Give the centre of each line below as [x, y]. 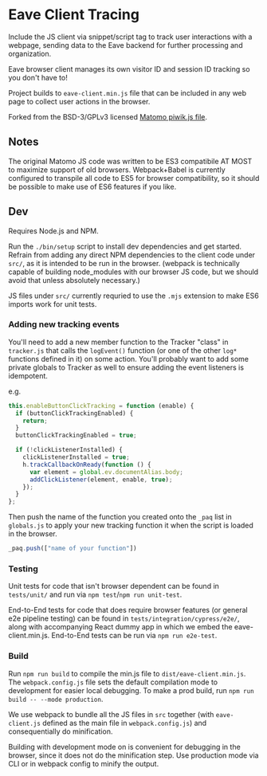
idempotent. [28, 375]
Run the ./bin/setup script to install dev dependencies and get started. [125, 246]
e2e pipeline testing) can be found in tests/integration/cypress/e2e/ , [124, 618]
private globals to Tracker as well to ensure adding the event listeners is [126, 367]
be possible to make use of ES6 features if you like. [92, 186]
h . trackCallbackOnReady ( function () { [87, 464]
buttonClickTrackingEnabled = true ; [76, 436]
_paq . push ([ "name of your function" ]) [73, 549]
